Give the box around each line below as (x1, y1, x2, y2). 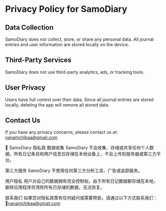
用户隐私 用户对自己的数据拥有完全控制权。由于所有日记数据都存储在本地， (5, 178, 158, 184)
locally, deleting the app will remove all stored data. (5, 102, 110, 107)
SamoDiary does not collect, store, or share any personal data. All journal (5, 36, 154, 42)
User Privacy (5, 83, 46, 92)
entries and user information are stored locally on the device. (5, 42, 129, 48)
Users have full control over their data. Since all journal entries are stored (5, 97, 154, 103)
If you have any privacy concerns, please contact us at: (5, 129, 118, 135)
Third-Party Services (5, 56, 72, 64)
